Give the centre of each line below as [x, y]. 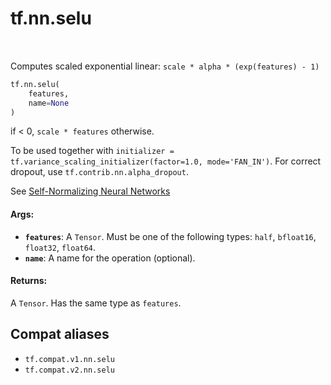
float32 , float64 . [60, 247]
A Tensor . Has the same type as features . [96, 303]
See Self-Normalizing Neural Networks [90, 191]
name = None [49, 103]
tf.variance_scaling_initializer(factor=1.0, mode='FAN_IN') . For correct [166, 161]
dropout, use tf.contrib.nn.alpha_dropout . [99, 172]
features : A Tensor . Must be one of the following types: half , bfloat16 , [170, 236]
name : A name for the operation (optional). [110, 258]
